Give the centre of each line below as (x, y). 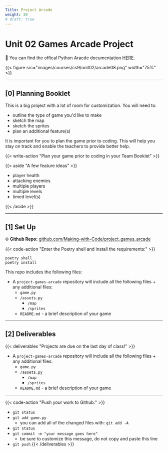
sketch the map (28, 120)
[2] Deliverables (30, 334)
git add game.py (29, 418)
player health (26, 176)
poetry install (21, 262)
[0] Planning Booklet (38, 93)
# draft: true (20, 19)
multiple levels (27, 192)
